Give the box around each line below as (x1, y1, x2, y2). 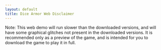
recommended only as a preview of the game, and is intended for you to (5, 34, 148, 40)
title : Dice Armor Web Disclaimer (5, 11, 75, 16)
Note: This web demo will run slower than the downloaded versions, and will (5, 24, 157, 30)
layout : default (5, 7, 38, 12)
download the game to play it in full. (5, 40, 76, 45)
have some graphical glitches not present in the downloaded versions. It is (5, 30, 153, 35)
